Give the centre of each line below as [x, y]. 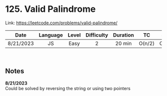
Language [51, 35]
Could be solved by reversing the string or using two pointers [68, 88]
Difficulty [97, 35]
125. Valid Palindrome [50, 9]
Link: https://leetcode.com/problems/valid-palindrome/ [61, 23]
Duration [124, 35]
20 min [123, 43]
